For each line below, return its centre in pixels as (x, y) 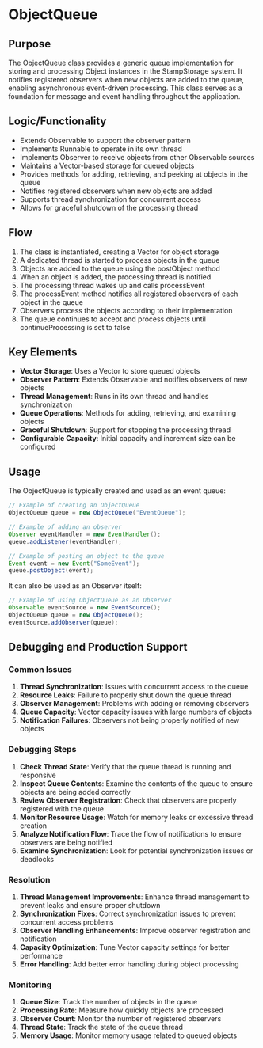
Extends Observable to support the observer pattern (105, 140)
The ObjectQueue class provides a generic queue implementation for (121, 63)
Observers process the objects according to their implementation (126, 310)
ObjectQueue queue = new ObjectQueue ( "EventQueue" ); (97, 513)
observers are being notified (66, 842)
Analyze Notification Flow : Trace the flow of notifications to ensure (130, 833)
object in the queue (51, 302)
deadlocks (36, 859)
